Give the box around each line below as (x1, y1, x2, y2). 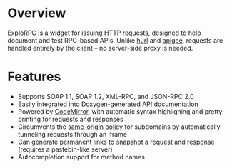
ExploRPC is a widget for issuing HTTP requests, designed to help (7, 28, 201, 37)
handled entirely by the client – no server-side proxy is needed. (7, 43, 193, 52)
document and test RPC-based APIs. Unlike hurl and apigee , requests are (7, 36, 223, 44)
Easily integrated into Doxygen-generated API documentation (17, 100, 198, 108)
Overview (7, 5, 66, 21)
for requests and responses (42, 115, 123, 123)
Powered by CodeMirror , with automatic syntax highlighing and (17, 107, 203, 115)
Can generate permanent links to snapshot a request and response (17, 137, 215, 146)
